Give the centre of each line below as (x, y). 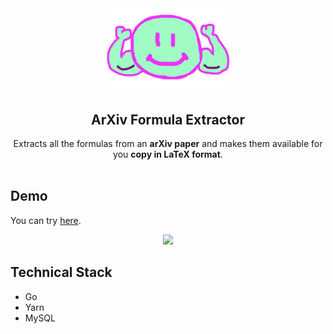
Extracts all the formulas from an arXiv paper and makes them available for (168, 144)
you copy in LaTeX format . (168, 154)
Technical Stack (61, 272)
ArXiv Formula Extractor (168, 119)
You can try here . (46, 220)
